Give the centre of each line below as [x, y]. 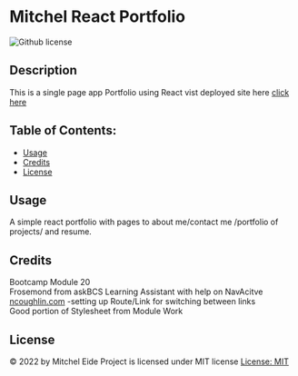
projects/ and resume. [51, 232]
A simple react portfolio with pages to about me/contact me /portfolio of [144, 222]
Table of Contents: [63, 130]
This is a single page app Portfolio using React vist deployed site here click [149, 92]
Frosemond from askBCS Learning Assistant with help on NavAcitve [136, 292]
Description [43, 70]
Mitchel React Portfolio [98, 17]
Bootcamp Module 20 [50, 282]
